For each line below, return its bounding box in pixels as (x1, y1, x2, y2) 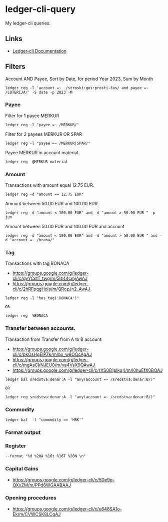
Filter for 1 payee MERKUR (5, 113, 59, 119)
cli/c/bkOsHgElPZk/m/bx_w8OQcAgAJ (12, 351, 92, 357)
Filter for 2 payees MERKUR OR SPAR (5, 131, 82, 137)
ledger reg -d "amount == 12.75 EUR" (5, 192, 84, 197)
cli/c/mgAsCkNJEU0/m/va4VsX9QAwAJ (12, 362, 95, 368)
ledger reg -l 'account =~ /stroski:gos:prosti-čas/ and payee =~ (5, 85, 149, 91)
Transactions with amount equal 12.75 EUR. (5, 182, 94, 188)
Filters (5, 63, 26, 71)
